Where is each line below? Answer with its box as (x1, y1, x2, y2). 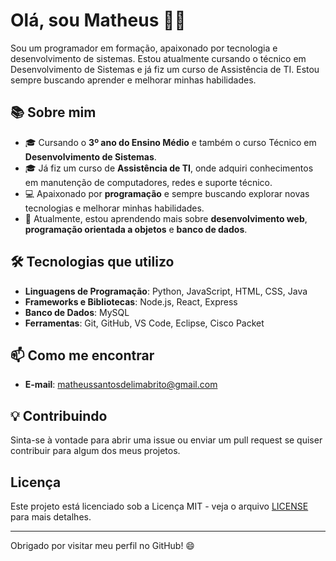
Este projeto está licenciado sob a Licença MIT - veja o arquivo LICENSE (10, 500, 309, 512)
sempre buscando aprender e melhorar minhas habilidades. (10, 74, 257, 86)
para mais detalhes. (10, 511, 92, 523)
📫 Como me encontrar (10, 347, 155, 364)
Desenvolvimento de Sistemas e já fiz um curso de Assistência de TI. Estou (10, 63, 320, 75)
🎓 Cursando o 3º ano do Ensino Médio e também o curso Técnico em (24, 136, 317, 148)
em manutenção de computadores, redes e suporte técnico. (24, 176, 273, 188)
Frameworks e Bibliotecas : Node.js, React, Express (24, 295, 238, 308)
